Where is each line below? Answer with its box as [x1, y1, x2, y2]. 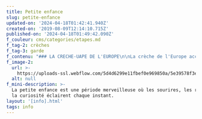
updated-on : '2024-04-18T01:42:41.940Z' [6, 20, 109, 26]
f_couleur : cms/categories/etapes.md [6, 37, 101, 43]
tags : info [6, 103, 34, 110]
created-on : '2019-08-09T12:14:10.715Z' [6, 25, 109, 32]
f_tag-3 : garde [6, 48, 44, 54]
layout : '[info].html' [6, 98, 63, 104]
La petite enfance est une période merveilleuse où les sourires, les [11, 87, 192, 93]
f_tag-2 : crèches [6, 43, 50, 49]
